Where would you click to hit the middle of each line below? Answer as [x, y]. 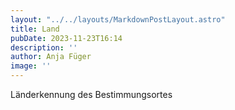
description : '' [44, 47]
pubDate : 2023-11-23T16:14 [66, 38]
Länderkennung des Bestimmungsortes [91, 94]
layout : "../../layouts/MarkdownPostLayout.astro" [118, 19]
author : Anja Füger [51, 57]
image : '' [31, 66]
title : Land [35, 29]
